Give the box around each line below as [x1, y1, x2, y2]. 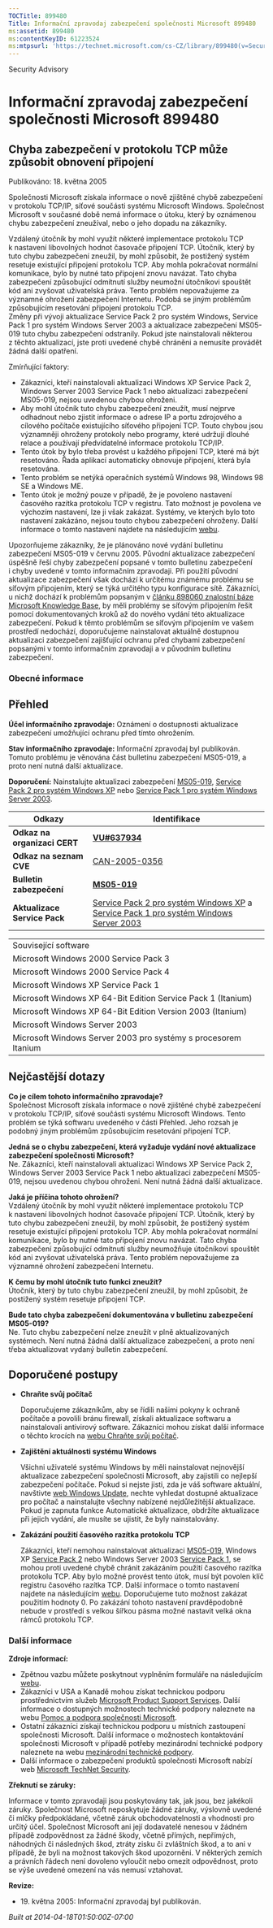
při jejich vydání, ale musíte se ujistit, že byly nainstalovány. [19, 1514, 219, 1524]
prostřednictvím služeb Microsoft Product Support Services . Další [19, 1695, 240, 1705]
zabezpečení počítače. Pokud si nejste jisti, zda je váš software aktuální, [19, 1480, 262, 1489]
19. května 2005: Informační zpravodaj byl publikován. [19, 1896, 201, 1906]
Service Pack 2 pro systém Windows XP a [92, 897, 253, 908]
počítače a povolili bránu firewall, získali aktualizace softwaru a [19, 1414, 232, 1423]
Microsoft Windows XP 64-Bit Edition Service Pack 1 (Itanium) [12, 992, 253, 1003]
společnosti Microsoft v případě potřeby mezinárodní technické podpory [19, 1738, 263, 1748]
